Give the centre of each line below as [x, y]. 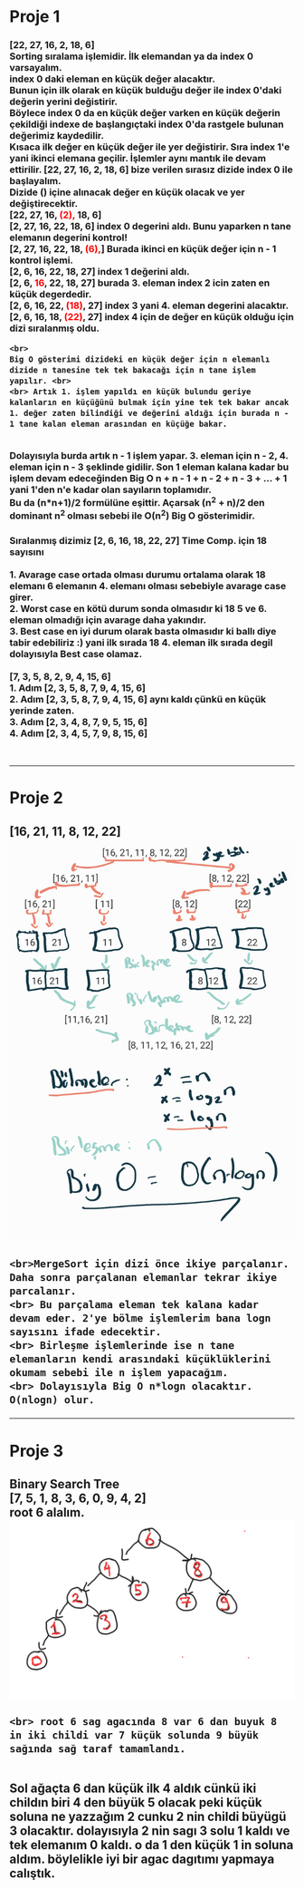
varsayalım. [36, 68]
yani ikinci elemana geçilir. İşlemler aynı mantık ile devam [138, 159]
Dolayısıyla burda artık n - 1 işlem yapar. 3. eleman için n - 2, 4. [149, 455]
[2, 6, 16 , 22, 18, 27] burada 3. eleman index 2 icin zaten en [140, 283]
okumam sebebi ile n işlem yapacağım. [119, 1373]
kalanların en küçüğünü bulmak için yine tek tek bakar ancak [149, 402]
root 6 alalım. [47, 1512]
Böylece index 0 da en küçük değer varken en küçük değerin [145, 113]
